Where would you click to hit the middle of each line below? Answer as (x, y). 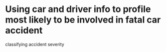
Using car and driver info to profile (78, 9)
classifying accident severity (35, 44)
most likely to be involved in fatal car (83, 20)
